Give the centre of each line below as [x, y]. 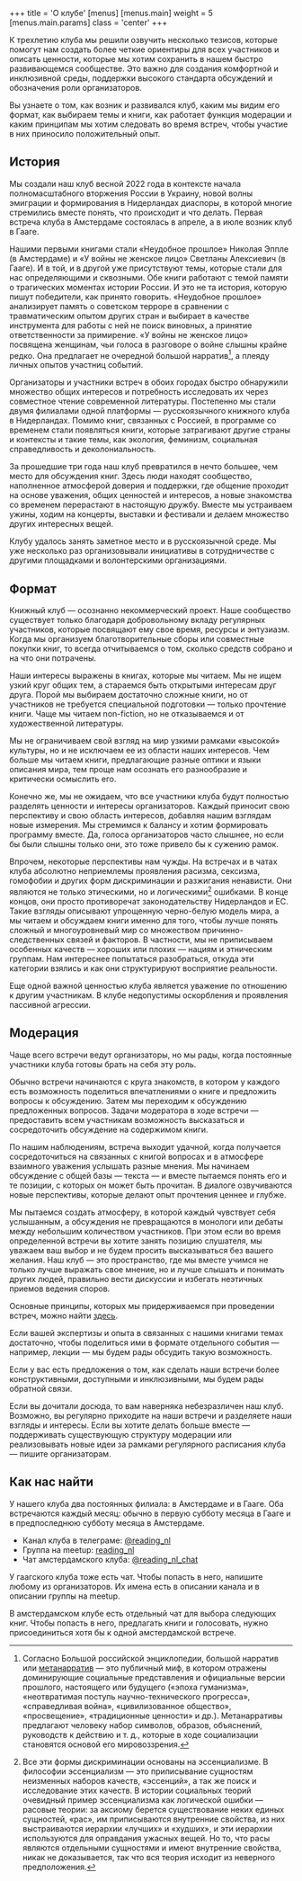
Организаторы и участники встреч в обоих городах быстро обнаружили [149, 382]
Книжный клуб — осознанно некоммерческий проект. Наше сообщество [150, 611]
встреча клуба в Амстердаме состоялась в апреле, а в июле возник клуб [151, 222]
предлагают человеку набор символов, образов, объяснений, [142, 1725]
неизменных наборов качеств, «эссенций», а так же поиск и [139, 1780]
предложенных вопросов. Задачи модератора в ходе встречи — [134, 1110]
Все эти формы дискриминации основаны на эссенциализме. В [145, 1761]
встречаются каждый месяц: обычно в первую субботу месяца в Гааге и [150, 1513]
